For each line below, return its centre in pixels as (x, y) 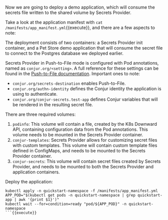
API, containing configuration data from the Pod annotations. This (80, 129)
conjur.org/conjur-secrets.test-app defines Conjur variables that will (85, 99)
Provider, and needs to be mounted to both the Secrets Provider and (83, 167)
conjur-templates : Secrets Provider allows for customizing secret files (85, 140)
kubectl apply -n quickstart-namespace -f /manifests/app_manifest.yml (81, 191)
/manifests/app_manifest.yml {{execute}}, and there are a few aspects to (80, 28)
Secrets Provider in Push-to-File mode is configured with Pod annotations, (82, 63)
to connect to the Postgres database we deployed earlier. (64, 53)
